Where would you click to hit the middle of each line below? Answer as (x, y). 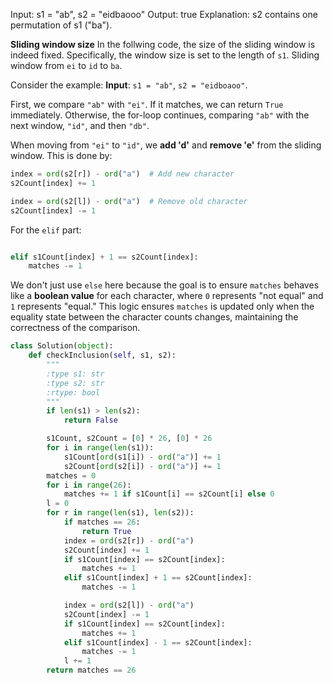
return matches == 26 (91, 670)
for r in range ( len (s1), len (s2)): (120, 513)
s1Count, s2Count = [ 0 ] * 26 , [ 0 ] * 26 (129, 439)
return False (90, 420)
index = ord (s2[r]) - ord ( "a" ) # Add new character (122, 174)
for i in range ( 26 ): (89, 485)
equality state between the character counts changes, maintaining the (154, 317)
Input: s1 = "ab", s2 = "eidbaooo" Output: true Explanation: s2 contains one (164, 14)
